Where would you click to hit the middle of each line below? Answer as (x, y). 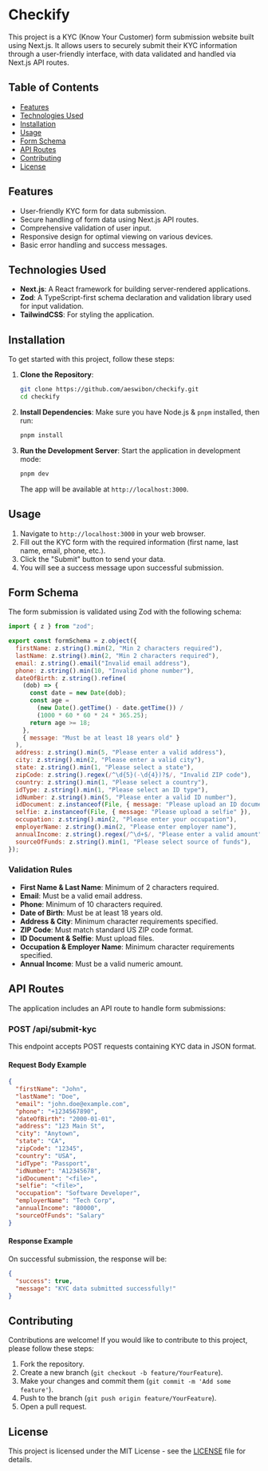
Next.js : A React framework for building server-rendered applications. (135, 289)
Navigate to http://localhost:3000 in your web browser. (112, 533)
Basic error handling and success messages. (93, 245)
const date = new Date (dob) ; (78, 693)
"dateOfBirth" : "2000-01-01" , (65, 1119)
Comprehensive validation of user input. (85, 228)
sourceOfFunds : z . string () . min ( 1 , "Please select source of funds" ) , (133, 842)
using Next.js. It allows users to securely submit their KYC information (123, 45)
